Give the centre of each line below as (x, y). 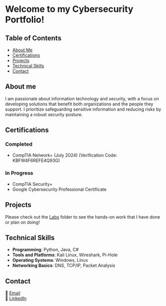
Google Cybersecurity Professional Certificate (59, 189)
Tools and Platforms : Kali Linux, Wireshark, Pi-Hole (65, 255)
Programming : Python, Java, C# (46, 250)
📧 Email (13, 293)
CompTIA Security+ (32, 184)
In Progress (19, 173)
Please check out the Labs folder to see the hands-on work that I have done (83, 217)
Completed (19, 144)
